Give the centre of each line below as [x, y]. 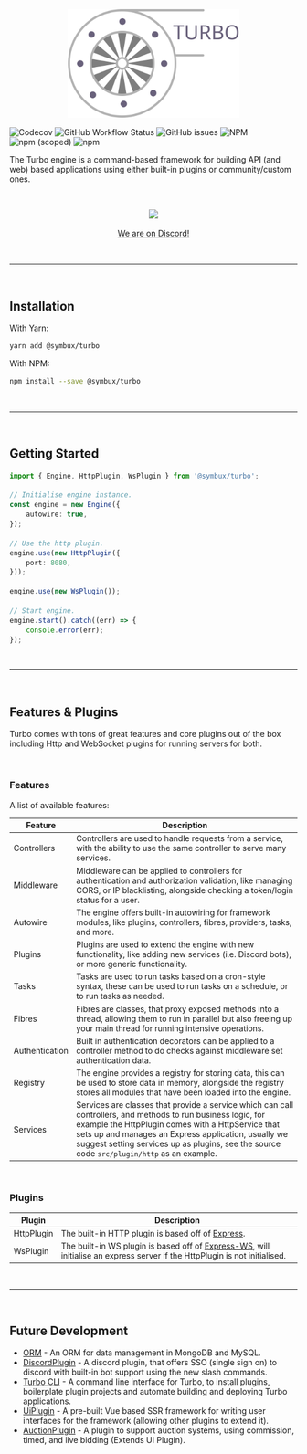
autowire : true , [57, 515]
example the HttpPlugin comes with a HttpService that [178, 1124]
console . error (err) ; [65, 630]
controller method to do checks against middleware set [180, 1050]
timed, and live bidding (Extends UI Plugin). [104, 1440]
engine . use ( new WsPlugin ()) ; [65, 592]
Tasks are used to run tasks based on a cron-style [171, 976]
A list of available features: [59, 805]
